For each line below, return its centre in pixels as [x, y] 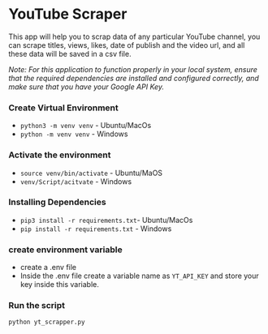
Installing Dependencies [58, 202]
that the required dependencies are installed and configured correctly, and [134, 78]
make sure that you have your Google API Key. [86, 87]
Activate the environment [60, 155]
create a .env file [48, 268]
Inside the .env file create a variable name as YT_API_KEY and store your [140, 276]
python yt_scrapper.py [47, 322]
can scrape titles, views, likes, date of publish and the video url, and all [127, 45]
